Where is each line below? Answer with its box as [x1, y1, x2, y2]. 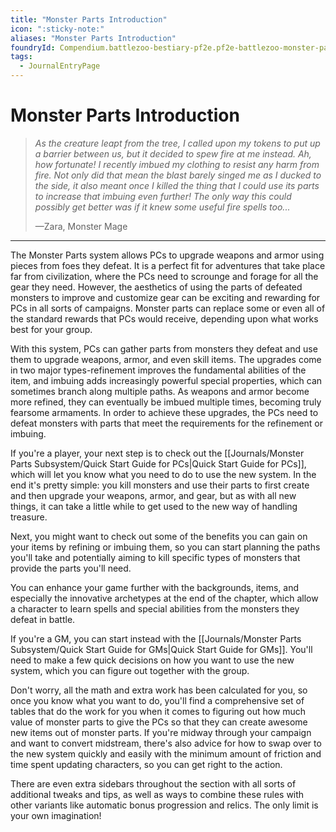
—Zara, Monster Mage [34, 220, 128, 232]
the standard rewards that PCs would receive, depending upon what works [10, 312, 319, 325]
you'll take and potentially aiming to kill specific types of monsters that [10, 551, 301, 563]
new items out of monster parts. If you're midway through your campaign [10, 726, 312, 738]
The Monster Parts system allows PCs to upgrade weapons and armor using [10, 249, 325, 261]
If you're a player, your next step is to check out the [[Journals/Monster [10, 447, 305, 459]
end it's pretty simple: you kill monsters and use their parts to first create [10, 479, 310, 491]
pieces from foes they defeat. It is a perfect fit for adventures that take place [10, 259, 326, 271]
